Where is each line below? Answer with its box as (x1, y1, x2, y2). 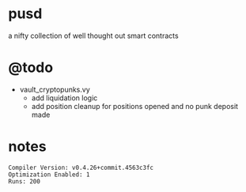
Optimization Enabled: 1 (8, 171, 90, 179)
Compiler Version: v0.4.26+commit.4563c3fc (8, 164, 154, 171)
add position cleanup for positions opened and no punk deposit (31, 101, 239, 111)
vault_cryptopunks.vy (19, 85, 91, 94)
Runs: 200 (8, 177, 41, 186)
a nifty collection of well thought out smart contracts (8, 31, 180, 40)
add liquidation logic (31, 92, 98, 103)
